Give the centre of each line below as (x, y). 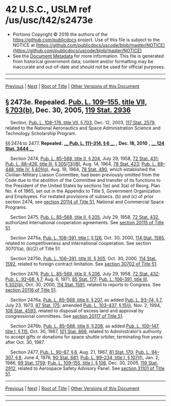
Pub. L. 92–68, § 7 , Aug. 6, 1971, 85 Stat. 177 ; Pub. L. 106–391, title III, (77, 279)
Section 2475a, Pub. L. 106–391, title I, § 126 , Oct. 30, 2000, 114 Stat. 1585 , (88, 237)
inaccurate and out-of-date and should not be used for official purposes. (89, 67)
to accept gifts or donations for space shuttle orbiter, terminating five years (84, 337)
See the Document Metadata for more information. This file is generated (88, 56)
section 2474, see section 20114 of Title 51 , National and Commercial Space (85, 202)
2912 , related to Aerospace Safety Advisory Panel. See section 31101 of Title (85, 368)
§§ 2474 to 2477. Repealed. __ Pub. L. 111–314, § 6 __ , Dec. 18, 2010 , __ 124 (85, 143)
